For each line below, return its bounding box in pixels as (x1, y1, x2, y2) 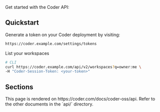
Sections (5, 83, 33, 91)
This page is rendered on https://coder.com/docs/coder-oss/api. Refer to (5, 96, 156, 102)
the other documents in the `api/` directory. (5, 101, 94, 107)
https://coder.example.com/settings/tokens (5, 41, 97, 46)
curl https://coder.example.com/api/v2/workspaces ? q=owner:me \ (5, 64, 142, 69)
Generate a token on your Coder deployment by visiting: (5, 32, 121, 38)
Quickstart (5, 18, 39, 27)
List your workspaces (5, 50, 49, 56)
